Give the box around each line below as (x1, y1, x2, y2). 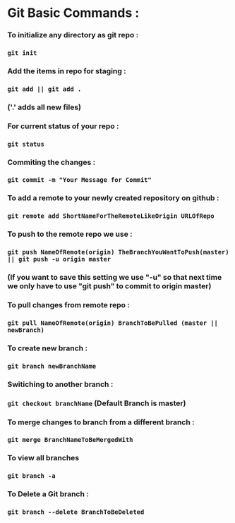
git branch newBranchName (7, 362, 97, 370)
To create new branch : (7, 343, 88, 353)
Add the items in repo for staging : (7, 66, 126, 75)
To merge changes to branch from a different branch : (7, 417, 195, 427)
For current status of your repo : (7, 121, 119, 131)
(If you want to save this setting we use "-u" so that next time (7, 273, 222, 283)
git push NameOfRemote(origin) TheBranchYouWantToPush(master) (7, 248, 229, 257)
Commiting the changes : (7, 157, 96, 167)
